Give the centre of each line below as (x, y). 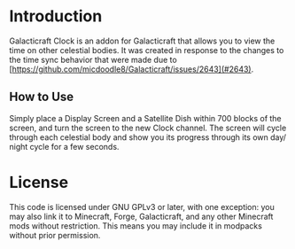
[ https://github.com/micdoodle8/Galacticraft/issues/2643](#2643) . (132, 69)
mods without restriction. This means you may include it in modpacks (136, 226)
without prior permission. (55, 235)
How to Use (42, 97)
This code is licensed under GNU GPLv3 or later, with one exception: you (142, 206)
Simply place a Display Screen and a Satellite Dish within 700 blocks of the (145, 118)
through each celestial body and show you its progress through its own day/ (147, 137)
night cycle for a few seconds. (64, 146)
